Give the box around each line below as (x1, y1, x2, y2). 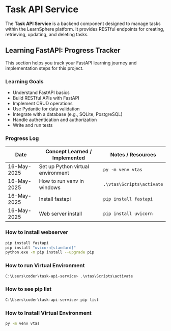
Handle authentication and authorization (12, 116, 97, 123)
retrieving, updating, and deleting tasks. (5, 31, 89, 37)
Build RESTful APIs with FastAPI (12, 95, 80, 101)
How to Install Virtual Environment (5, 309, 92, 316)
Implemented (52, 154, 85, 161)
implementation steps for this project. (5, 65, 84, 71)
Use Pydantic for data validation (12, 106, 80, 112)
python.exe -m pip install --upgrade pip (5, 250, 95, 255)
